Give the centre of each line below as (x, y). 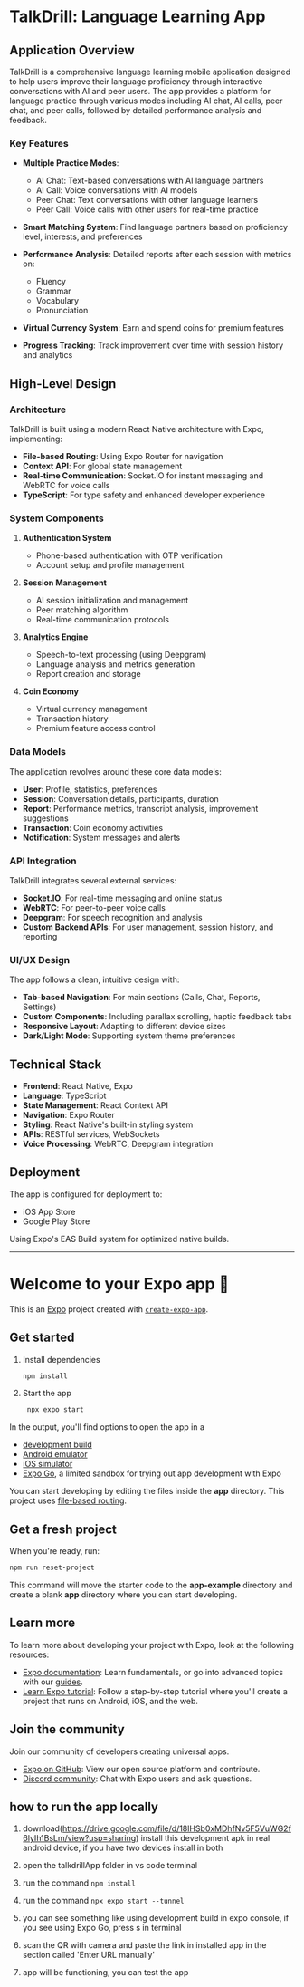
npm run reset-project (52, 1568)
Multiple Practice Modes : (71, 163)
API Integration (43, 861)
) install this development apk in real (203, 1838)
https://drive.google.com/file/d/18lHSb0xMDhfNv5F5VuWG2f (177, 1828)
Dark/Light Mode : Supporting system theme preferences (129, 1036)
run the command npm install (79, 1883)
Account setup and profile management (110, 565)
